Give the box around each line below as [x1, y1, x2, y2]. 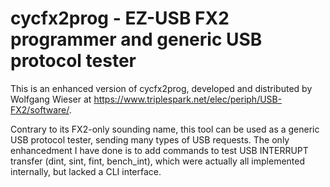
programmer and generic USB [10, 28, 263, 51]
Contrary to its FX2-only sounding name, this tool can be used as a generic [10, 123, 320, 135]
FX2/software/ [10, 103, 70, 116]
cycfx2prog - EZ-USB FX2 [10, 7, 230, 30]
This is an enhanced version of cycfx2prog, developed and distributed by [10, 82, 313, 94]
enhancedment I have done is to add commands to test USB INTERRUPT [10, 144, 309, 156]
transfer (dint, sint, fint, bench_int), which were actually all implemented [10, 155, 306, 167]
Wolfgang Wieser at [10, 93, 92, 105]
